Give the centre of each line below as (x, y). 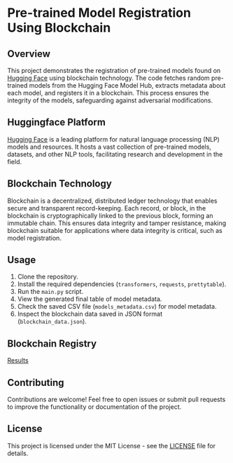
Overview (29, 54)
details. (18, 453)
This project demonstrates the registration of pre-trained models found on (114, 71)
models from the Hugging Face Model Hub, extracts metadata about (127, 85)
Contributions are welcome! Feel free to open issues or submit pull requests (116, 400)
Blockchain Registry (52, 343)
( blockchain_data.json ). (52, 321)
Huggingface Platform (57, 122)
